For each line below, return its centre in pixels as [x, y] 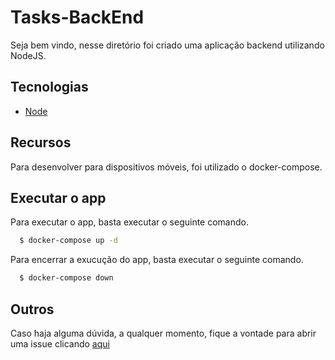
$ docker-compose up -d [68, 241]
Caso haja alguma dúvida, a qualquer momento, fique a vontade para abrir [163, 333]
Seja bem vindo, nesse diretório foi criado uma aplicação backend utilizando [167, 45]
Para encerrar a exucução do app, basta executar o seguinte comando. [157, 260]
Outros [32, 309]
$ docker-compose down [66, 278]
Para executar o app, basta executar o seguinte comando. [129, 222]
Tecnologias [49, 87]
